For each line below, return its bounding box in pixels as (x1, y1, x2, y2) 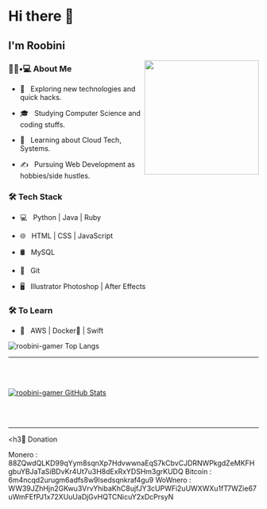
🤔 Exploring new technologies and (19, 83, 136, 94)
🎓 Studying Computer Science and (19, 108, 141, 118)
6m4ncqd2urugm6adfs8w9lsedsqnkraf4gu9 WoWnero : (8, 476, 192, 485)
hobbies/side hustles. (19, 171, 91, 180)
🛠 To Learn (8, 305, 53, 316)
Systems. (19, 143, 51, 153)
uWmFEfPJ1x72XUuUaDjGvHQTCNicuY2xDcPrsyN (8, 492, 174, 502)
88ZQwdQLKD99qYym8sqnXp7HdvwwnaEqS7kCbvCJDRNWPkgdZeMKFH (8, 458, 255, 468)
